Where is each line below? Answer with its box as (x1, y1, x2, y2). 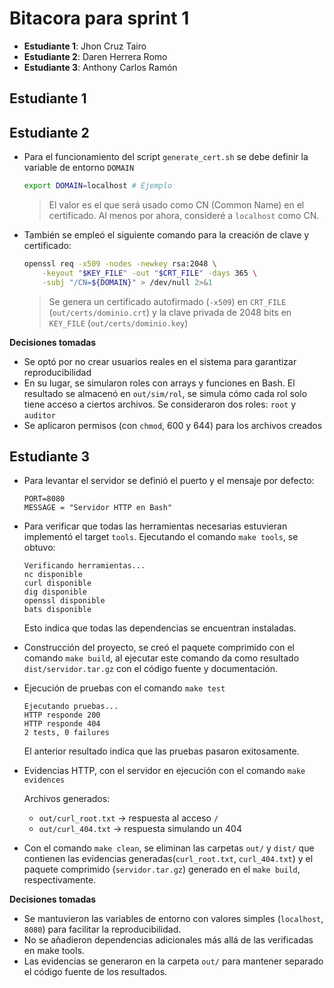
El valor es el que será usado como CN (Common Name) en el (48, 199, 305, 211)
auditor (23, 410, 56, 421)
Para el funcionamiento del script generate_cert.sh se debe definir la (23, 151, 309, 163)
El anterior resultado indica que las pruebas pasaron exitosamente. (23, 745, 300, 757)
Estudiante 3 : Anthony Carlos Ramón (23, 61, 178, 73)
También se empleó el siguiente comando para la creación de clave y (23, 229, 310, 241)
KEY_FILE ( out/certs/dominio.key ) (48, 317, 189, 329)
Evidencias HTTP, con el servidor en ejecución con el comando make (23, 765, 306, 777)
